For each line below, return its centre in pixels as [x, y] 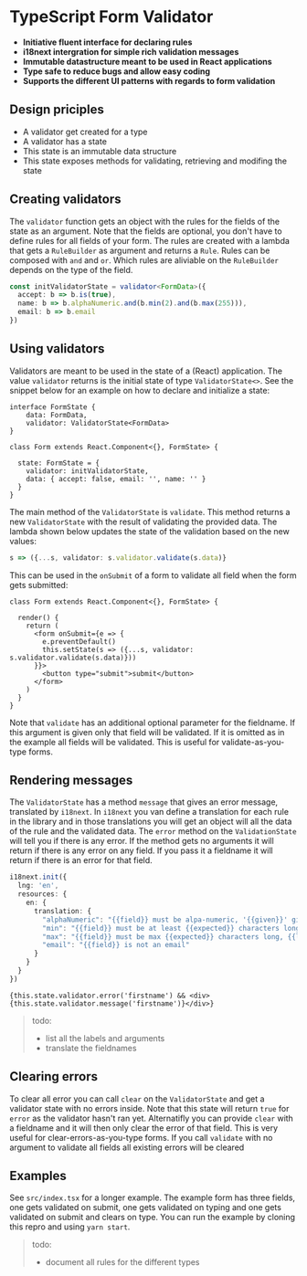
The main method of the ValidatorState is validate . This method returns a [150, 511]
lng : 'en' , [38, 886]
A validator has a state [65, 141]
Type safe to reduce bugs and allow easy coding [116, 71]
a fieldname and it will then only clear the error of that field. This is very [144, 1128]
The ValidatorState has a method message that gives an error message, [144, 802]
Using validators [57, 349]
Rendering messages [71, 780]
